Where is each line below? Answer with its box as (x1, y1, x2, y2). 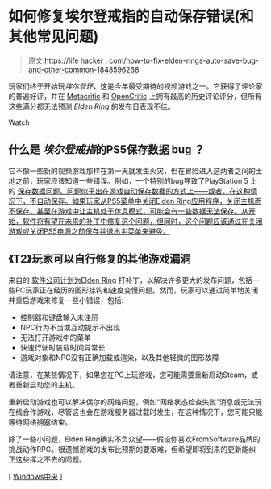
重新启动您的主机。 (15, 379, 79, 389)
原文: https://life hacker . (27, 56, 107, 65)
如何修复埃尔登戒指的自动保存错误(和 (8, 7, 254, 26)
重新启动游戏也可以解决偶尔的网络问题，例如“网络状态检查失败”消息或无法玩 (8, 396, 262, 407)
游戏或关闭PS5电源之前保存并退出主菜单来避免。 (8, 226, 171, 236)
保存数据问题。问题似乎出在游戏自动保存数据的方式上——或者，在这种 (17, 186, 251, 196)
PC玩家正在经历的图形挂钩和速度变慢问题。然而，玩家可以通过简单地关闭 (15, 285, 259, 295)
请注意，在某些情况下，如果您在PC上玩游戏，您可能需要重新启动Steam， (8, 370, 252, 379)
